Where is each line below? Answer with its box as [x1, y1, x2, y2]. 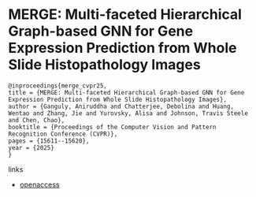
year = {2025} [8, 143, 55, 151]
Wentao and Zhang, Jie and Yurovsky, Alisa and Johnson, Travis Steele [8, 109, 248, 117]
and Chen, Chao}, [8, 116, 65, 124]
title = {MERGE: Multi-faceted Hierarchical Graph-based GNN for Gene [8, 88, 245, 96]
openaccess [19, 180, 60, 189]
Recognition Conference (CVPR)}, [8, 130, 118, 138]
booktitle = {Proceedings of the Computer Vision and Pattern [8, 123, 217, 131]
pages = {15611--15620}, [8, 136, 90, 145]
